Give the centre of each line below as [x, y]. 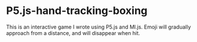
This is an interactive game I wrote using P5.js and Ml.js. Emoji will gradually [98, 27]
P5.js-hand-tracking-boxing [77, 11]
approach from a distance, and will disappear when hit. [73, 33]
